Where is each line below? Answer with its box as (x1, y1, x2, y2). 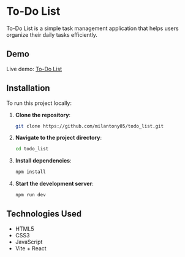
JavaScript (15, 238, 43, 245)
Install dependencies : (15, 157, 72, 164)
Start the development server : (15, 180, 94, 188)
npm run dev (15, 192, 46, 198)
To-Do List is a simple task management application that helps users (6, 25, 179, 32)
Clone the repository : (15, 111, 71, 118)
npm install (15, 169, 46, 175)
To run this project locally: (6, 99, 72, 107)
